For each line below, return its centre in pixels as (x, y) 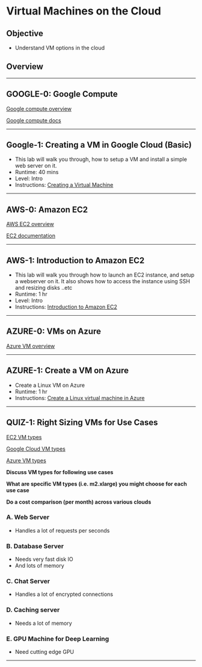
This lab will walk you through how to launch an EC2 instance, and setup (105, 275)
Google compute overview (39, 108)
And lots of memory (39, 566)
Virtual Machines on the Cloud (84, 11)
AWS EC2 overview (30, 224)
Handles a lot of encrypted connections (64, 594)
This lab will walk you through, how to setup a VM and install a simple (101, 159)
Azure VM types (26, 460)
